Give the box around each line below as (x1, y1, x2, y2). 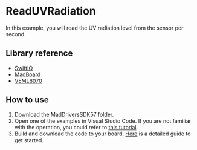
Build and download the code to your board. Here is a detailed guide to (14, 130, 191, 137)
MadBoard (14, 71, 41, 78)
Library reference (5, 48, 73, 59)
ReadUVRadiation (5, 4, 96, 18)
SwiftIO (14, 64, 33, 71)
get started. (14, 136, 44, 143)
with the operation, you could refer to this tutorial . (14, 123, 138, 131)
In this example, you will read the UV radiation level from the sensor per (5, 24, 184, 31)
